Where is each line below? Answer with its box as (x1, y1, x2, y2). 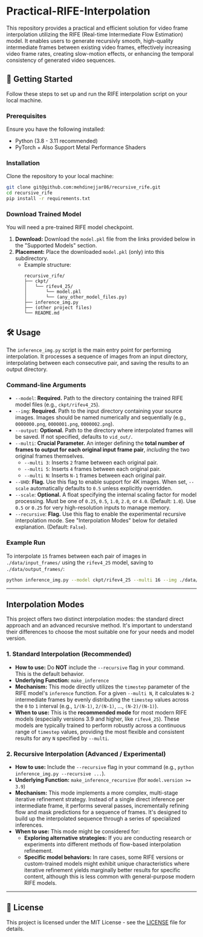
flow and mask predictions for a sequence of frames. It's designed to (14, 808, 187, 816)
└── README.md (24, 310, 60, 316)
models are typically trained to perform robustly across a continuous (14, 721, 186, 729)
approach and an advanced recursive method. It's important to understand (6, 622, 192, 629)
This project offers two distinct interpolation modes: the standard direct (6, 615, 184, 622)
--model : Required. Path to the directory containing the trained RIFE (14, 395, 183, 402)
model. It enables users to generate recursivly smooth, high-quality (6, 37, 174, 44)
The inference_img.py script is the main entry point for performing (6, 347, 171, 354)
